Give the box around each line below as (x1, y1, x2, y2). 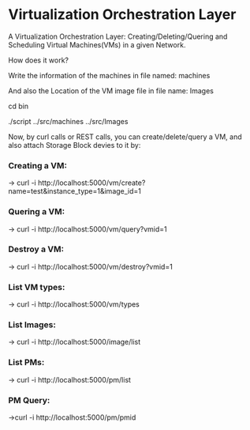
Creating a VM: (8, 160, 67, 171)
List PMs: (8, 357, 45, 368)
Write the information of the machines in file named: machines (8, 70, 211, 80)
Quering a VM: (8, 206, 65, 217)
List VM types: (8, 281, 65, 292)
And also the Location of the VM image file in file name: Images (8, 85, 215, 96)
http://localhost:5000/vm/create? (38, 178, 146, 187)
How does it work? (8, 55, 69, 65)
